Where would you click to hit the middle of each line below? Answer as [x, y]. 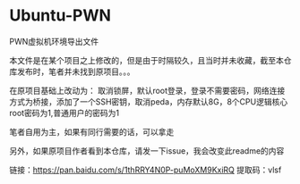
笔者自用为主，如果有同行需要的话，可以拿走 [92, 131]
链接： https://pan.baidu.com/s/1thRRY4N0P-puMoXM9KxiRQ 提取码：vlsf [146, 170]
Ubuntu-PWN [60, 16]
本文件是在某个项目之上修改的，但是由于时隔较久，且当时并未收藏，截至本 [146, 60]
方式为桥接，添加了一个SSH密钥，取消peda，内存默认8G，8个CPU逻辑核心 [149, 101]
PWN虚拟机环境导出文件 [54, 41]
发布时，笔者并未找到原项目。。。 [76, 71]
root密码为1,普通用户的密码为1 [64, 113]
